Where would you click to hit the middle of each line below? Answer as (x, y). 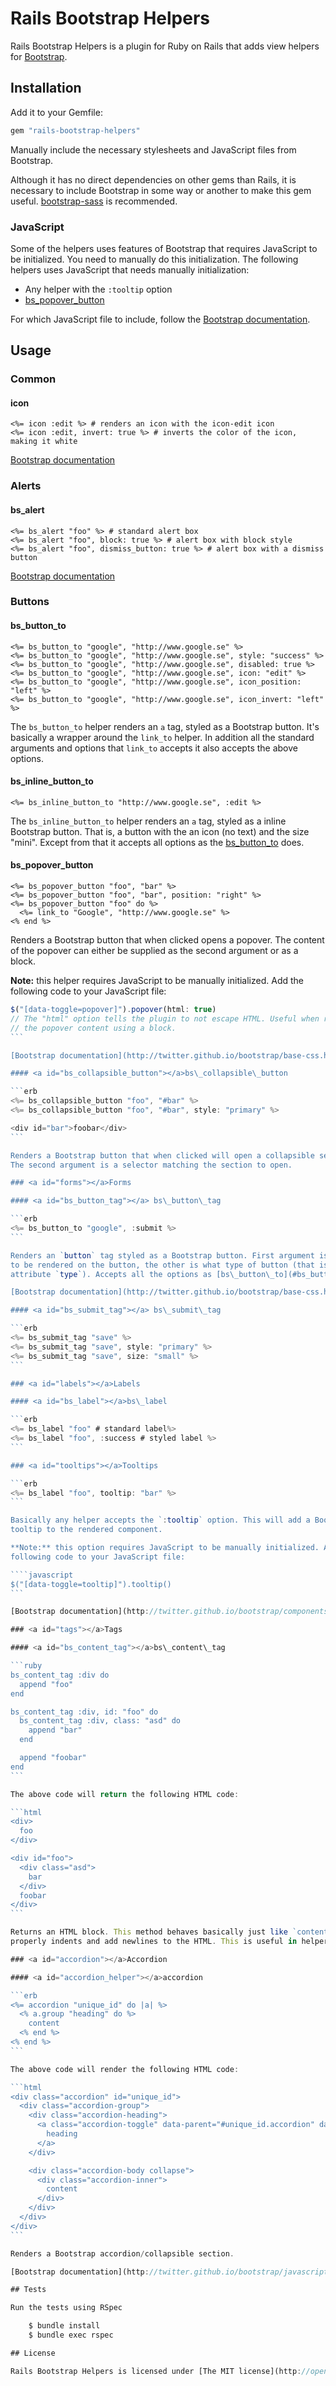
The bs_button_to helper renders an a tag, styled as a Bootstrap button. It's (165, 726)
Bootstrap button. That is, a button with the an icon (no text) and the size (160, 831)
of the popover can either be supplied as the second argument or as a (154, 951)
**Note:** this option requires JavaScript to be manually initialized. (165, 1548)
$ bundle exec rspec (71, 2335)
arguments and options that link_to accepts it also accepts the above (154, 748)
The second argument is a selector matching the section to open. (151, 1165)
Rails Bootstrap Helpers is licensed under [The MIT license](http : (156, 2371)
